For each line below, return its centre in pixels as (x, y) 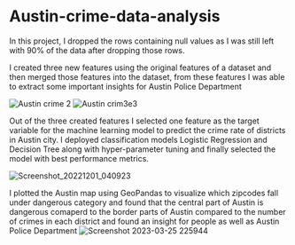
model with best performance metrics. (79, 158)
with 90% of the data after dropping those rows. (97, 50)
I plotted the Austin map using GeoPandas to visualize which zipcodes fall (144, 193)
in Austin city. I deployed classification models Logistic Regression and (138, 139)
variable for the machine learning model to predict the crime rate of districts (147, 130)
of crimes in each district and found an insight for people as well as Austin (144, 221)
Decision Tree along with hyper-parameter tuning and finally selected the (143, 149)
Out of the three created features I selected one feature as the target (134, 121)
